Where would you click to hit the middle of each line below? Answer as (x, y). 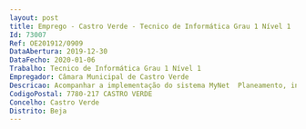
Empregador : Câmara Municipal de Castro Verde (99, 77)
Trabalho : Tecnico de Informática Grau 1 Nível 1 (106, 69)
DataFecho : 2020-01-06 (52, 60)
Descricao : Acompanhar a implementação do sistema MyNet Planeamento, (148, 85)
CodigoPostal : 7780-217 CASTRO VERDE (81, 94)
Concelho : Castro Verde (55, 102)
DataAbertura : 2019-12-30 (58, 52)
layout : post (34, 18)
